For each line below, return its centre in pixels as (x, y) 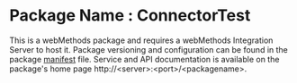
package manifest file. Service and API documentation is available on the (144, 59)
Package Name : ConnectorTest (130, 16)
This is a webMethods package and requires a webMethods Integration (141, 40)
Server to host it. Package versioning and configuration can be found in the (148, 49)
